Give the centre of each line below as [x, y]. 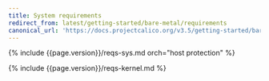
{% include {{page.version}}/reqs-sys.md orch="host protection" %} [122, 53]
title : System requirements [55, 15]
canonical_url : [34, 30]
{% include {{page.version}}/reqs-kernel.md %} [87, 68]
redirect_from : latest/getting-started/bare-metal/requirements [118, 23]
